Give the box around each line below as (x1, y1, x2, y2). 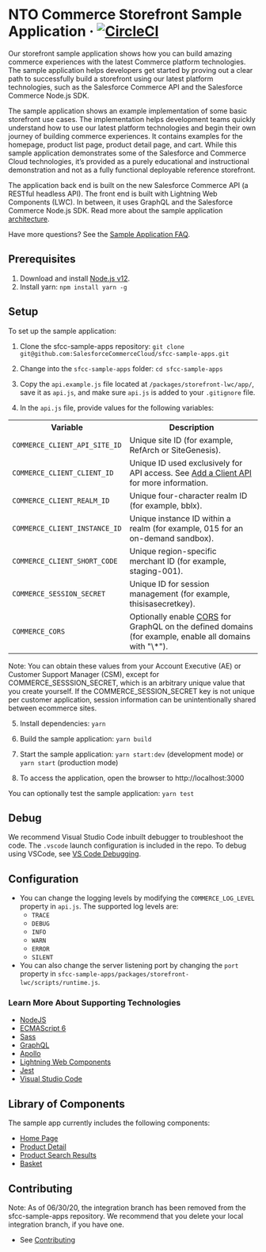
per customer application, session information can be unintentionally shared (8, 695, 256, 704)
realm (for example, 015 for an (129, 523, 244, 534)
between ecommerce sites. (8, 703, 97, 713)
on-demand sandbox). (129, 533, 215, 544)
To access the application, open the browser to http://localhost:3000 (19, 773, 245, 783)
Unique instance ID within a (129, 513, 231, 524)
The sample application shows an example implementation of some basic (8, 105, 248, 116)
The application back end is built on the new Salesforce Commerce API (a (8, 180, 249, 190)
